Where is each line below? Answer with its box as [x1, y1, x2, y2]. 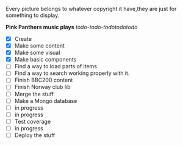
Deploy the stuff [14, 131, 56, 139]
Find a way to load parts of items [14, 63, 97, 70]
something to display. [5, 12, 60, 19]
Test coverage [14, 118, 51, 125]
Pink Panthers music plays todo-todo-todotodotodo [5, 24, 138, 30]
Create [14, 35, 32, 42]
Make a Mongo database [14, 97, 77, 104]
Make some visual [14, 49, 60, 57]
